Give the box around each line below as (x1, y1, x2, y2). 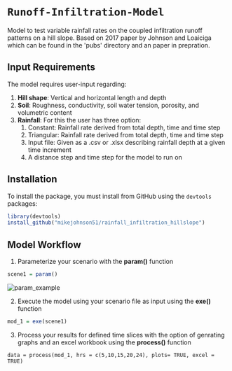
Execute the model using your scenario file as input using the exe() (17, 297, 212, 305)
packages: (7, 199, 38, 208)
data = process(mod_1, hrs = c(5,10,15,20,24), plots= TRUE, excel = (7, 351, 215, 358)
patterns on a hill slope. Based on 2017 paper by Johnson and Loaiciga (7, 34, 212, 42)
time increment (27, 146, 72, 154)
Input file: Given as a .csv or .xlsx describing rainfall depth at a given (27, 138, 226, 146)
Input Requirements (7, 62, 96, 73)
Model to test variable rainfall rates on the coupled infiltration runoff (7, 26, 203, 34)
